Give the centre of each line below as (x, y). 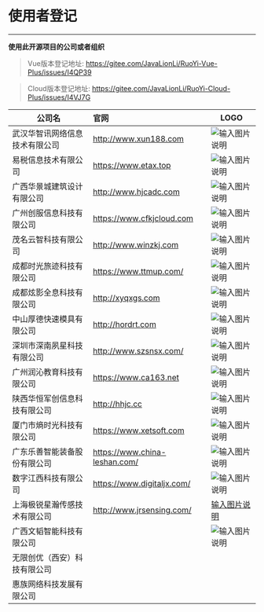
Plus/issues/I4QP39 (59, 72)
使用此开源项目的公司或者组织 (56, 46)
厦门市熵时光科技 (44, 425)
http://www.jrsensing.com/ (143, 510)
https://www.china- (130, 452)
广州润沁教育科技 (44, 372)
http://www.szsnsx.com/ (138, 350)
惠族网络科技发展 (44, 584)
